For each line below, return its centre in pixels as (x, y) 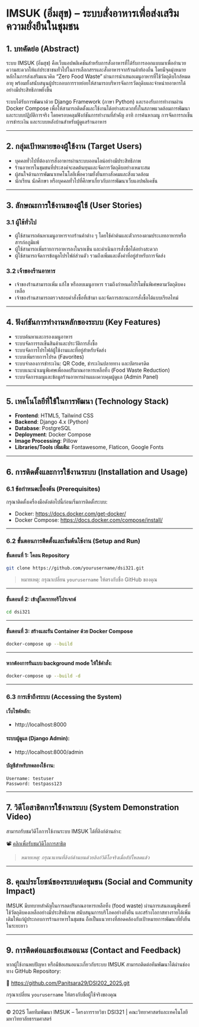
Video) (19, 817)
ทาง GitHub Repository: (33, 971)
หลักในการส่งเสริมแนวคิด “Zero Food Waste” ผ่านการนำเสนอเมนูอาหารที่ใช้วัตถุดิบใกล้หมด (98, 76)
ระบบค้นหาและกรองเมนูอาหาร (44, 336)
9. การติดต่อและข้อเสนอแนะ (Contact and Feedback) (94, 950)
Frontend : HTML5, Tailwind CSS (54, 416)
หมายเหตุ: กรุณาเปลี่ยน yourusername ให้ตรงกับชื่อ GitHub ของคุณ (89, 580)
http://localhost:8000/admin (49, 752)
